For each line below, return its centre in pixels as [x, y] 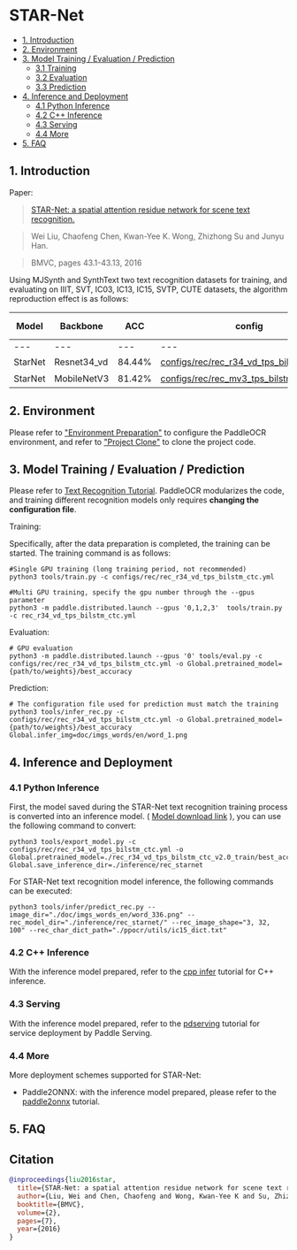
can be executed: [41, 891]
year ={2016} [39, 1229]
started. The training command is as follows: [90, 553]
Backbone [81, 326]
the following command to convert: [73, 826]
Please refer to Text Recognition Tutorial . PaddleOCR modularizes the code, [147, 491]
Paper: [21, 192]
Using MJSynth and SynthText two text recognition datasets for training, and [148, 280]
